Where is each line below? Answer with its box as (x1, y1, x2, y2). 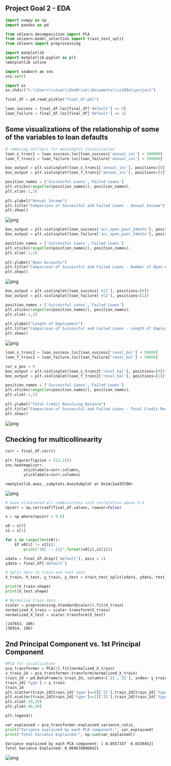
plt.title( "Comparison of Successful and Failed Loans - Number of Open (5, 265, 163, 270)
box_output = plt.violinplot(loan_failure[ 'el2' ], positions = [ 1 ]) (5, 293, 149, 298)
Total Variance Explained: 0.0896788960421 (5, 746, 99, 751)
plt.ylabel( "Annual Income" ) (5, 198, 67, 203)
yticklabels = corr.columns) (23, 472, 81, 477)
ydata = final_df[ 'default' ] (5, 561, 67, 566)
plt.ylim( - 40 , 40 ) (5, 704, 42, 709)
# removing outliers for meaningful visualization (5, 147, 115, 152)
